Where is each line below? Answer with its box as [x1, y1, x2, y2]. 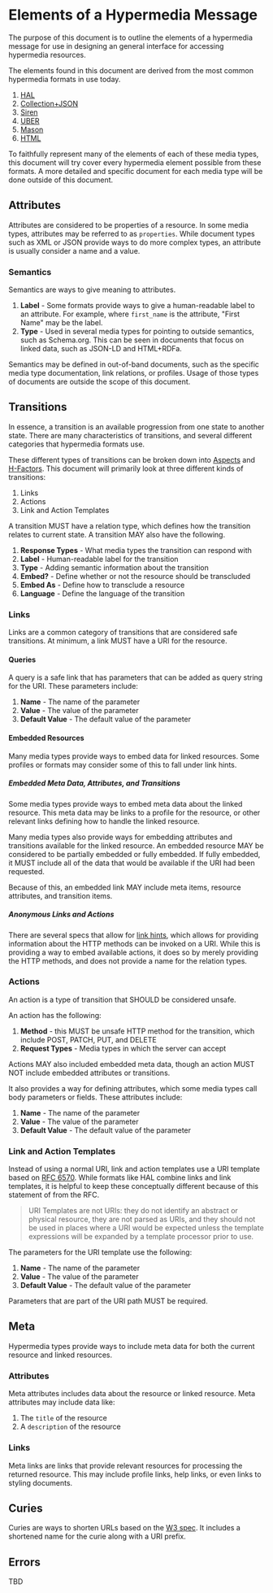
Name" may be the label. [19, 318, 103, 328]
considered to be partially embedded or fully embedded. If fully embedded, [8, 849, 261, 859]
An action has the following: [8, 1010, 102, 1020]
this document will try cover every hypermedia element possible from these [8, 157, 262, 168]
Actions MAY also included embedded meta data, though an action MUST [8, 1059, 255, 1069]
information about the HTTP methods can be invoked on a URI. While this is [8, 938, 261, 948]
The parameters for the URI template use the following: [8, 1247, 193, 1257]
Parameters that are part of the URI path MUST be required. [8, 1296, 209, 1306]
